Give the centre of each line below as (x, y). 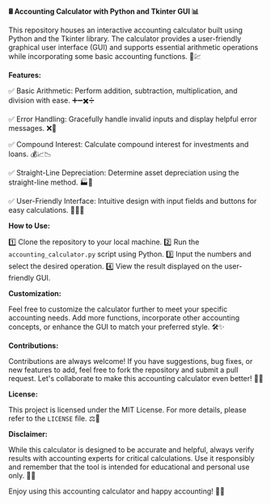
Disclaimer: (28, 434)
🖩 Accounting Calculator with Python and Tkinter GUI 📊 (104, 11)
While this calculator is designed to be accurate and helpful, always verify (131, 450)
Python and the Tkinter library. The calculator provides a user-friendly (125, 38)
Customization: (35, 293)
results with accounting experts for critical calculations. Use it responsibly (131, 458)
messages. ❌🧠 (33, 128)
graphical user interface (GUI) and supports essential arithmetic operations (133, 47)
